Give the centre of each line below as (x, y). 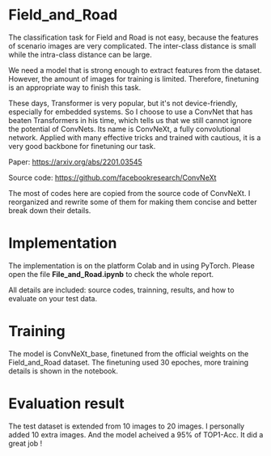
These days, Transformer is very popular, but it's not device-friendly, (123, 103)
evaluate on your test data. (53, 298)
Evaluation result (66, 403)
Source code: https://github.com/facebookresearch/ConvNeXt (112, 177)
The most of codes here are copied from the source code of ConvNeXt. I (129, 193)
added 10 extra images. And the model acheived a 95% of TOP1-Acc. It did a (136, 434)
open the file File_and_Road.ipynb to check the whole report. (111, 274)
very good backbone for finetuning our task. (82, 146)
